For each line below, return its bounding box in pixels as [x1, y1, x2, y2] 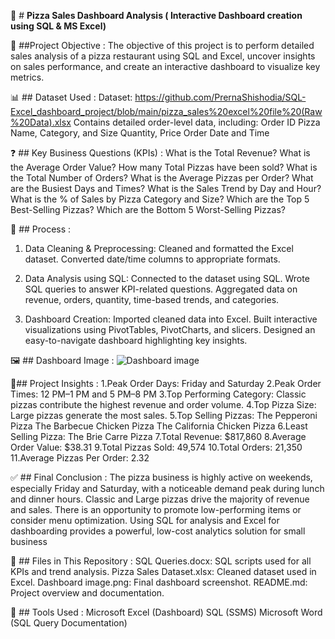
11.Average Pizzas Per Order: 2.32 [10, 452, 150, 464]
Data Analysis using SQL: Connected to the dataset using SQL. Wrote [24, 273, 310, 284]
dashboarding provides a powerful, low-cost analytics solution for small [10, 525, 306, 537]
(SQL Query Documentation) [10, 617, 128, 629]
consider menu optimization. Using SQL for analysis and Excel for [10, 515, 280, 526]
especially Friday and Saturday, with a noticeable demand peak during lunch [10, 483, 325, 494]
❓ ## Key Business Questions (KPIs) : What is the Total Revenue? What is [10, 147, 311, 159]
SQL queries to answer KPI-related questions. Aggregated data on [24, 283, 298, 295]
